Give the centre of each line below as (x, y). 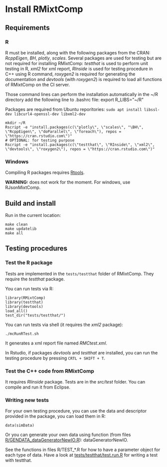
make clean (16, 224)
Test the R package (29, 262)
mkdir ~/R (15, 123)
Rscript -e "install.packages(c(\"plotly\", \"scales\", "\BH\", (74, 127)
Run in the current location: (33, 215)
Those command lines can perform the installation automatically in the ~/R (82, 94)
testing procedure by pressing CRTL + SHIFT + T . (55, 358)
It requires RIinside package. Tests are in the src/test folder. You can (75, 381)
